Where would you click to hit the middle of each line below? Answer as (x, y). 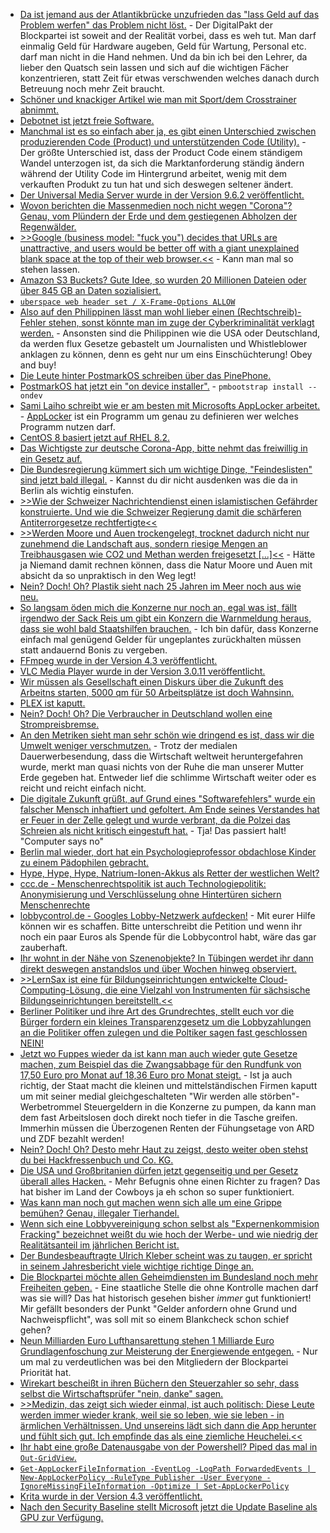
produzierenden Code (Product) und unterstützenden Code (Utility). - (163, 142)
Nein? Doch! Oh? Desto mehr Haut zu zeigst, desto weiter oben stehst (164, 1149)
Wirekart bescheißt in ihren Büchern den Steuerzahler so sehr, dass (159, 1383)
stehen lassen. (49, 269)
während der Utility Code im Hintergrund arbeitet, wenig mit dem (153, 173)
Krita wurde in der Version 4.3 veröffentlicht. (111, 1496)
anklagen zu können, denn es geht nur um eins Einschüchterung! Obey (166, 354)
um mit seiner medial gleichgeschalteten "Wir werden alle (138, 1096)
